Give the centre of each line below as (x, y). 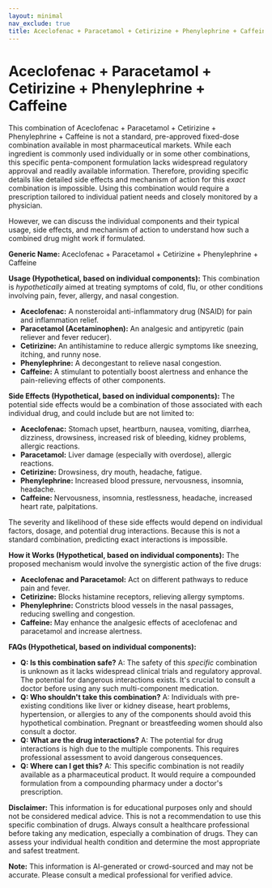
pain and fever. (45, 588)
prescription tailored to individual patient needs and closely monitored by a (133, 197)
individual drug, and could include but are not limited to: (101, 414)
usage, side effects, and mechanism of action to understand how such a (129, 230)
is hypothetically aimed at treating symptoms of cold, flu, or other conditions (136, 287)
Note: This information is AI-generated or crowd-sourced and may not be (131, 867)
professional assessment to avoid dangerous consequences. (121, 757)
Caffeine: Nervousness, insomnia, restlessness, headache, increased (136, 498)
